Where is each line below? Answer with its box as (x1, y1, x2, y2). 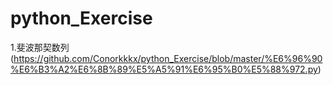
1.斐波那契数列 (10, 41, 70, 53)
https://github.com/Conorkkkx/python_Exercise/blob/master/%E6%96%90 (13, 52, 323, 64)
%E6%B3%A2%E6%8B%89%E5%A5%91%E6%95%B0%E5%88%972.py (10, 63, 318, 75)
